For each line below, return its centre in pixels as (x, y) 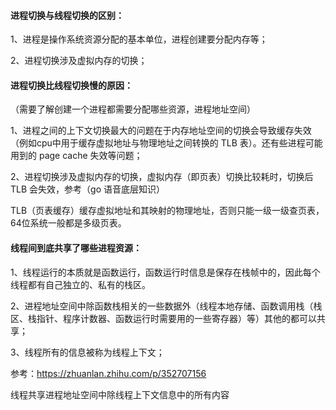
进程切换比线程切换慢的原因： (71, 85)
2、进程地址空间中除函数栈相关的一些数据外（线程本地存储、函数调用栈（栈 (166, 306)
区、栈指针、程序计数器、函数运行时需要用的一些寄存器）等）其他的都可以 (163, 318)
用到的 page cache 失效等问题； (76, 156)
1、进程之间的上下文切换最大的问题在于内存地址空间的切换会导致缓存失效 (161, 131)
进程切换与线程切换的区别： (67, 15)
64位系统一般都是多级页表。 (68, 223)
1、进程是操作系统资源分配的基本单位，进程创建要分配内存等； (139, 39)
